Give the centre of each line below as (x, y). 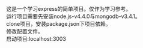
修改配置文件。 (25, 31)
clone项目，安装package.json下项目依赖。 (59, 24)
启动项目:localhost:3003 (36, 39)
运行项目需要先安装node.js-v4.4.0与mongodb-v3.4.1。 (74, 16)
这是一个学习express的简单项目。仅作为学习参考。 (69, 9)
